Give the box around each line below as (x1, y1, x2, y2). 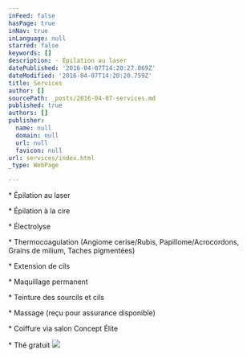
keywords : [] (8, 49, 52, 57)
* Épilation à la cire (8, 206, 71, 216)
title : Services (8, 79, 63, 87)
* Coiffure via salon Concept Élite (8, 323, 119, 334)
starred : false (8, 42, 59, 50)
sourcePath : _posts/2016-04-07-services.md (8, 94, 156, 102)
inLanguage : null (8, 34, 67, 43)
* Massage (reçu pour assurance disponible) (8, 308, 156, 318)
